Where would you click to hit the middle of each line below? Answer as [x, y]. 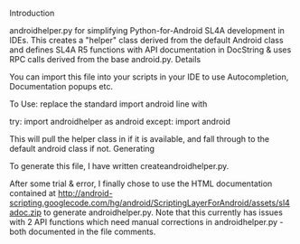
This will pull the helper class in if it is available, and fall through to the [140, 139]
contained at [33, 193]
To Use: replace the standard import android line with [108, 104]
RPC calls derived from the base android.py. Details [105, 59]
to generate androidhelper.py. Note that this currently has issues [163, 212]
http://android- [85, 193]
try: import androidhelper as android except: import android [120, 122]
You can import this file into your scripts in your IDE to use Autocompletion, [149, 77]
